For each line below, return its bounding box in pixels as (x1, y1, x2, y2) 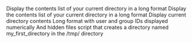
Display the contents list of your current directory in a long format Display (6, 5, 187, 12)
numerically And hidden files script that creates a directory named (6, 24, 169, 31)
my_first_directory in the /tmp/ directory (6, 30, 104, 37)
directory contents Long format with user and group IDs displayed (6, 18, 168, 24)
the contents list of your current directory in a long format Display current (6, 11, 187, 18)
